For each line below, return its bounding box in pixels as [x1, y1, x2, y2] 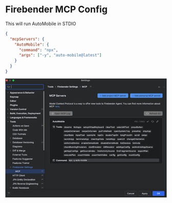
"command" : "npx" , [18, 47, 58, 52]
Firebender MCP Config [5, 4, 108, 15]
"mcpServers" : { [10, 36, 45, 42]
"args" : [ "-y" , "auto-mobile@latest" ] [18, 53, 102, 58]
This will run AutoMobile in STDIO [5, 21, 76, 27]
